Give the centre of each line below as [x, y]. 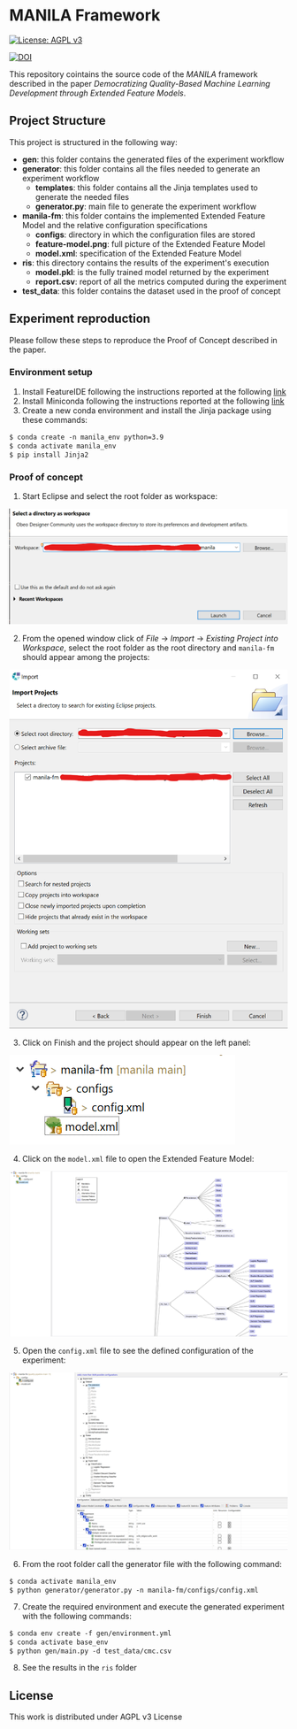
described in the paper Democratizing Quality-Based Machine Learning [140, 83]
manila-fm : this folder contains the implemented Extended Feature [144, 215]
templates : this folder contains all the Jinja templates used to [147, 188]
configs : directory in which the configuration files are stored [145, 234]
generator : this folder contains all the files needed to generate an [141, 168]
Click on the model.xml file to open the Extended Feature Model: [138, 1158]
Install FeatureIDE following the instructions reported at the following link [154, 391]
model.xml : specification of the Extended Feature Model [138, 253]
